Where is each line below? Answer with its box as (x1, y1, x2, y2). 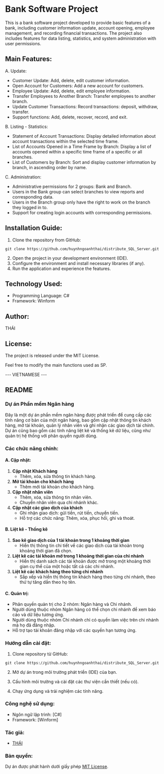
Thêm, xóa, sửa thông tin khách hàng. (19, 473, 97, 479)
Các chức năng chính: (5, 445, 59, 452)
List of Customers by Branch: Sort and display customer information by (12, 159, 156, 165)
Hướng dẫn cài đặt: (5, 640, 52, 647)
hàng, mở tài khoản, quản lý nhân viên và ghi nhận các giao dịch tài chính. (5, 422, 155, 428)
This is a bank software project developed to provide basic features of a (5, 20, 151, 26)
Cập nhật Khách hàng (12, 468, 58, 474)
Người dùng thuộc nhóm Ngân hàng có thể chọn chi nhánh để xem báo (12, 606, 156, 613)
